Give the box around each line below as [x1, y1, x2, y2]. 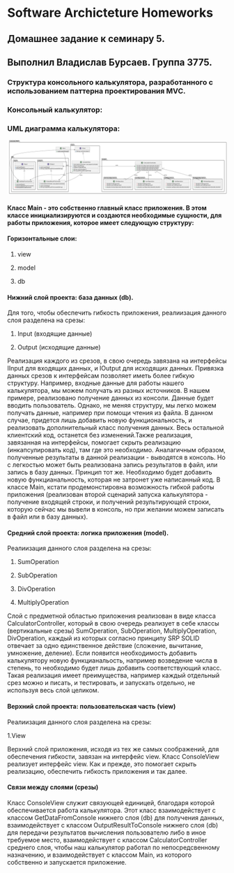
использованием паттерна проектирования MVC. [7, 86, 186, 96]
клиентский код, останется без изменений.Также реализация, [7, 431, 193, 440]
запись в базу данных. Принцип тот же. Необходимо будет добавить [7, 468, 212, 477]
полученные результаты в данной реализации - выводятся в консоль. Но [7, 453, 226, 462]
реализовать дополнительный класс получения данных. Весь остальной [7, 424, 224, 432]
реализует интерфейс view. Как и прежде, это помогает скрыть [7, 760, 197, 768]
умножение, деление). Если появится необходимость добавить [7, 649, 197, 658]
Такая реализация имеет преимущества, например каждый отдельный [7, 671, 220, 679]
